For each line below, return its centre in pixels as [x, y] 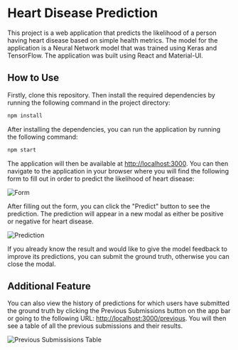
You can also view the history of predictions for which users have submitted [118, 303]
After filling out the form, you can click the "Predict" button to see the [109, 206]
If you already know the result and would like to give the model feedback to [117, 249]
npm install [25, 115]
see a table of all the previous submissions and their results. [95, 326]
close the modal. [32, 264]
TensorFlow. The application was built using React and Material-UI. [106, 55]
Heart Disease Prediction [83, 13]
